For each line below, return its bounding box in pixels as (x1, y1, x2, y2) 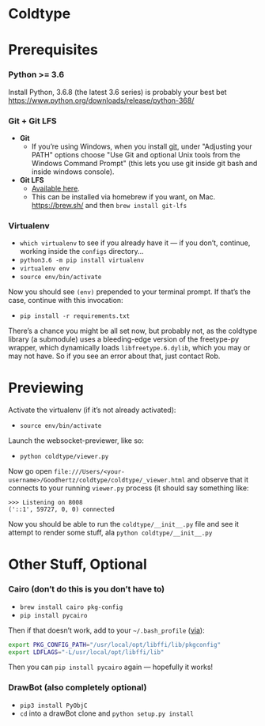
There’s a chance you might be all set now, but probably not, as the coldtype (8, 326, 258, 336)
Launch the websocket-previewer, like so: (8, 436, 144, 445)
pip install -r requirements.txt (19, 312, 131, 320)
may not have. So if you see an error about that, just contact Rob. (8, 351, 221, 361)
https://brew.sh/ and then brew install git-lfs (31, 200, 187, 210)
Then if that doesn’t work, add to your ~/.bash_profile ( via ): (8, 626, 205, 635)
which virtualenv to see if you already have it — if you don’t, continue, (19, 238, 251, 248)
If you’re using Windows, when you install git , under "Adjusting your (31, 142, 252, 151)
